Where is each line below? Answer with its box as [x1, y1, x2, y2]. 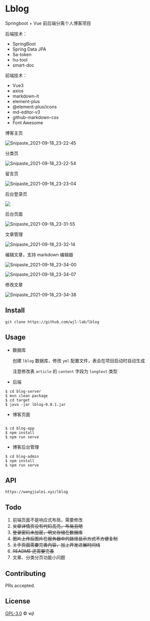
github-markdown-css [12, 114, 59, 120]
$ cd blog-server [5, 389, 41, 394]
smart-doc [12, 62, 34, 68]
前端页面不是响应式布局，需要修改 [12, 517, 83, 523]
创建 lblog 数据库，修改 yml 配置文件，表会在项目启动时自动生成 [12, 357, 145, 363]
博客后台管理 [12, 444, 39, 450]
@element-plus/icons [12, 104, 57, 110]
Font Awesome [12, 120, 43, 126]
